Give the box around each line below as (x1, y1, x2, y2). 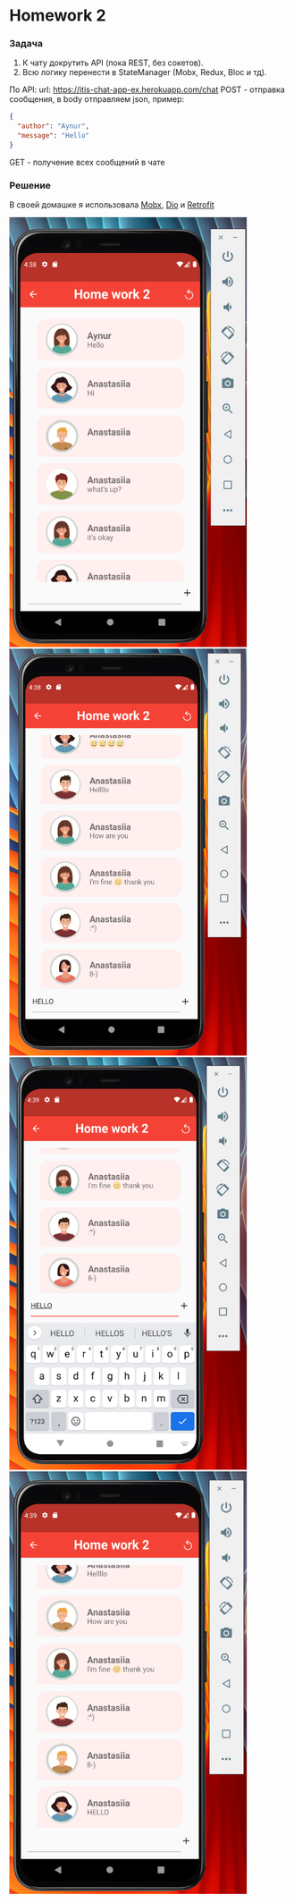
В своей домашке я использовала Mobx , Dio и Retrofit (9, 199, 214, 210)
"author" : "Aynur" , (17, 122, 90, 131)
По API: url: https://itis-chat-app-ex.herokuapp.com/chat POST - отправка (9, 84, 286, 95)
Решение (9, 179, 52, 191)
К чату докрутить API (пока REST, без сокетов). (21, 57, 204, 68)
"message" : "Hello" (17, 131, 90, 140)
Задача (9, 38, 43, 50)
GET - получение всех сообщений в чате (9, 156, 165, 167)
